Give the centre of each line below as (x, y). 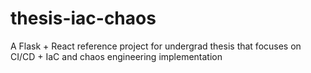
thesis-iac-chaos (83, 18)
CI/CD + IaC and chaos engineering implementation (116, 56)
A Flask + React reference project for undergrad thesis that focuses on (156, 46)
